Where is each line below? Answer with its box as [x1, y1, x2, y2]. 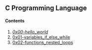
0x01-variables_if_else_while [12, 34, 70, 40]
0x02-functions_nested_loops [12, 39, 73, 45]
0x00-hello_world [12, 29, 48, 35]
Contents [5, 17, 25, 24]
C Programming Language [5, 4, 87, 12]
